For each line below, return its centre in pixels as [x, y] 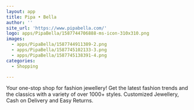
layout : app [21, 11]
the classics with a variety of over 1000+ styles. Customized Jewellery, [93, 94]
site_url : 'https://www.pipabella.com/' [57, 28]
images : [16, 39]
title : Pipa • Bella [32, 17]
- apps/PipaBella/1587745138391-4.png [59, 55]
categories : [21, 61]
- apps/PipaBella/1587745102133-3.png [59, 50]
